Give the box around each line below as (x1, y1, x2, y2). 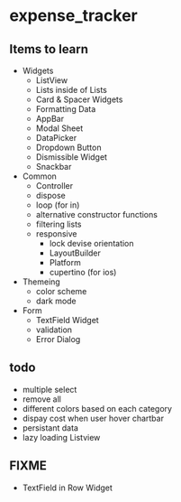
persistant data (22, 422, 79, 433)
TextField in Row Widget (22, 482, 113, 493)
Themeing (22, 276, 60, 287)
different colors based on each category (22, 403, 173, 414)
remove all (22, 394, 61, 404)
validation (35, 324, 73, 335)
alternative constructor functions (35, 209, 158, 219)
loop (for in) (35, 200, 80, 210)
